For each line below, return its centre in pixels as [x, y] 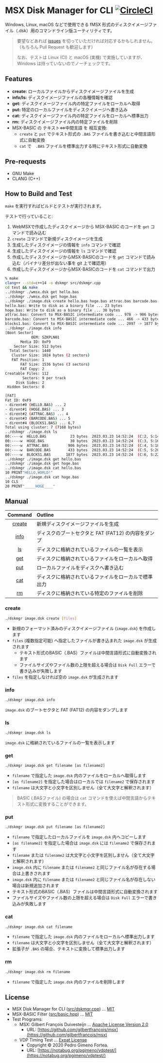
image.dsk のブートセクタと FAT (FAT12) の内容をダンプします [66, 709]
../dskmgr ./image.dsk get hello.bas [43, 459]
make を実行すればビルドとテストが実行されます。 [55, 206]
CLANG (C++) [26, 178]
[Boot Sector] [19, 333]
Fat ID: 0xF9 [18, 400]
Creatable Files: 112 [27, 373]
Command [20, 515]
